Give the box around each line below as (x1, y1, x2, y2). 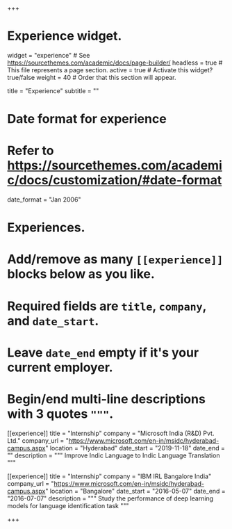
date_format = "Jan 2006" (7, 195, 81, 204)
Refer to (7, 143, 54, 158)
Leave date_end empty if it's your (7, 345, 199, 360)
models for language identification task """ (7, 501, 130, 510)
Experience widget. (7, 29, 122, 44)
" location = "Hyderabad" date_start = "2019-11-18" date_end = (44, 443, 226, 452)
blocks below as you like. (7, 266, 155, 282)
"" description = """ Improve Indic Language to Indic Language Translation (7, 451, 220, 459)
